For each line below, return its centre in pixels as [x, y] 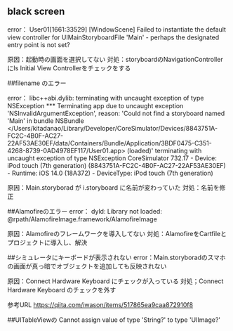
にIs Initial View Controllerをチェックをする [69, 68]
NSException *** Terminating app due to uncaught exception [95, 105]
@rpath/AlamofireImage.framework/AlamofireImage [82, 219]
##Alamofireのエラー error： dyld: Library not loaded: [85, 211]
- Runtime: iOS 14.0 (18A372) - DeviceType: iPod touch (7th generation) [111, 173]
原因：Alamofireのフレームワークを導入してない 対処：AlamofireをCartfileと [117, 233]
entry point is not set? [39, 44]
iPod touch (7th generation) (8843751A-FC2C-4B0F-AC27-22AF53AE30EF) [116, 165]
